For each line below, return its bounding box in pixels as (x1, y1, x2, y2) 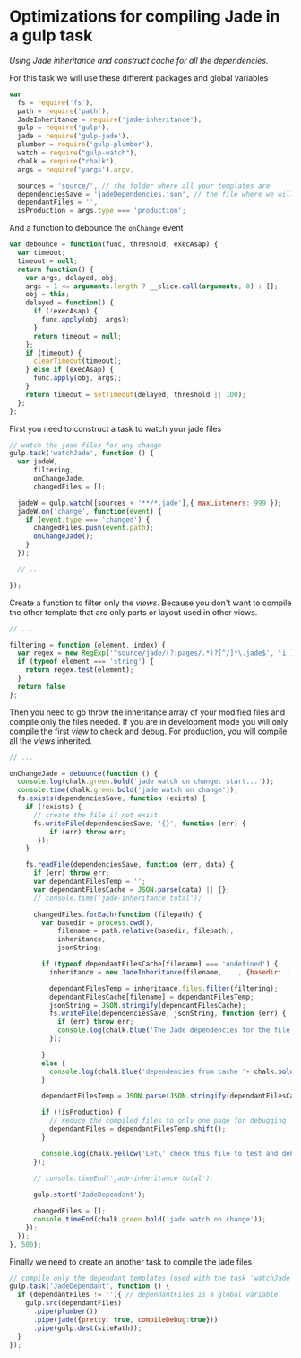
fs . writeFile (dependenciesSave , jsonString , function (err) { (48, 1009, 287, 1018)
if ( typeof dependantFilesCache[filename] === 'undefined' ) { (41, 959, 279, 969)
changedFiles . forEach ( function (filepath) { (32, 910, 202, 919)
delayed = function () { (25, 298, 115, 307)
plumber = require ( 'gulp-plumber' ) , (17, 140, 154, 149)
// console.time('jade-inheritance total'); (32, 894, 202, 903)
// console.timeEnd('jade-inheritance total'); (32, 1174, 215, 1183)
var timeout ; (17, 249, 66, 258)
